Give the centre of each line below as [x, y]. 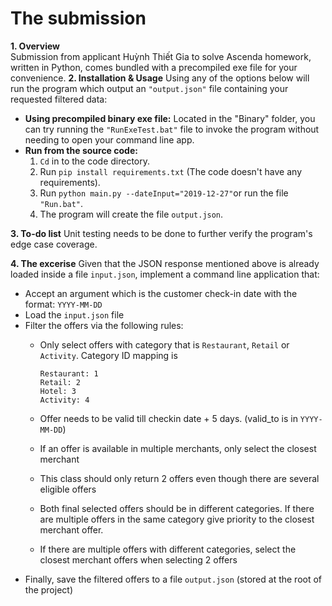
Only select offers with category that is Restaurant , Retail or [164, 344]
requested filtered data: [59, 99]
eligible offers [68, 489]
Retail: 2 [60, 382]
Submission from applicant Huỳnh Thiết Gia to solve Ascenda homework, [161, 56]
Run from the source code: [81, 150]
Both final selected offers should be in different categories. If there [177, 508]
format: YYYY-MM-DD [63, 304]
